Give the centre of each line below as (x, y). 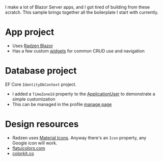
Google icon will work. (35, 143)
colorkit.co (23, 153)
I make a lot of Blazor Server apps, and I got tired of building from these (78, 7)
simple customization (34, 99)
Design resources (42, 124)
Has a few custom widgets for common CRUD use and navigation (78, 51)
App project (30, 32)
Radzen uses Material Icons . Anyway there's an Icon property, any (79, 137)
